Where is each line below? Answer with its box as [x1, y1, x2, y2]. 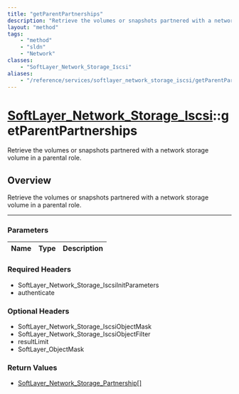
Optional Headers [7, 306, 70, 316]
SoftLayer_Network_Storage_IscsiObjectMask [17, 322, 152, 331]
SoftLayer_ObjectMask [17, 345, 84, 353]
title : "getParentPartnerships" [7, 10, 103, 18]
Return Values [7, 363, 58, 373]
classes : [7, 57, 33, 64]
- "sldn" [20, 43, 46, 51]
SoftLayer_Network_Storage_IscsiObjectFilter [17, 330, 151, 338]
